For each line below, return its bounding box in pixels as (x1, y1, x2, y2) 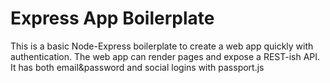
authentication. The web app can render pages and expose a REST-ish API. (10, 50, 321, 62)
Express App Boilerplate (10, 7, 215, 30)
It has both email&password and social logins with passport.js (10, 61, 265, 73)
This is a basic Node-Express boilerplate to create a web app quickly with (10, 40, 314, 52)
